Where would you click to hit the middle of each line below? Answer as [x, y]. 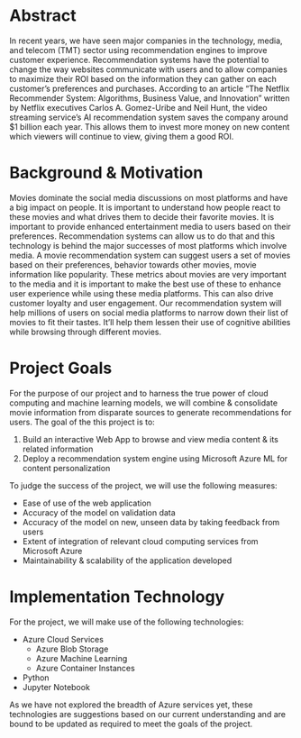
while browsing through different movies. [86, 332]
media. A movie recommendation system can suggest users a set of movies [150, 255]
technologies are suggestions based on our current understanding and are [148, 714]
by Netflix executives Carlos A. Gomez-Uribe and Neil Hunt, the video [138, 107]
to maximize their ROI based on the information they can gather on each [143, 78]
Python [36, 678]
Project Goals [61, 368]
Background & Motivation [106, 173]
